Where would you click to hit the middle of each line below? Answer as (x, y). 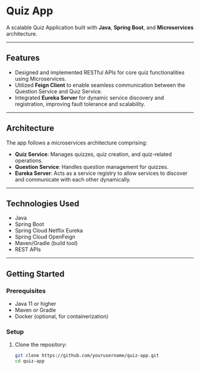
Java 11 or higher (35, 304)
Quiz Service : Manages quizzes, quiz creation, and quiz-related (93, 154)
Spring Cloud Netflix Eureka (49, 231)
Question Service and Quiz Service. (58, 91)
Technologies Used (43, 203)
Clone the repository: (41, 345)
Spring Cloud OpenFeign (45, 237)
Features (23, 58)
